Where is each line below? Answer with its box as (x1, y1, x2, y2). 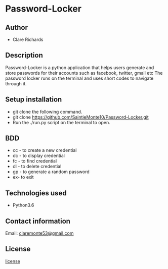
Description (5, 51, 43, 60)
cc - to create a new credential (12, 147, 77, 153)
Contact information (5, 217, 71, 225)
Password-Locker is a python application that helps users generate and (5, 64, 154, 71)
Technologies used (5, 189, 67, 197)
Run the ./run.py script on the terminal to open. (12, 119, 110, 125)
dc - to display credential (12, 152, 65, 159)
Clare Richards (12, 36, 44, 42)
